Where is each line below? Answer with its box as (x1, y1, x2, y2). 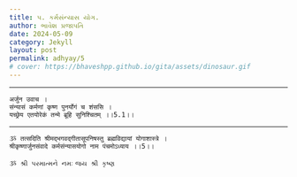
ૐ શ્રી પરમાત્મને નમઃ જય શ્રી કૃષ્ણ (9, 158, 115, 168)
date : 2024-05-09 (9, 29, 73, 38)
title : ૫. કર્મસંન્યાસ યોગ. (9, 12, 100, 22)
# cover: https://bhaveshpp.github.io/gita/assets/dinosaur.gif (9, 63, 251, 72)
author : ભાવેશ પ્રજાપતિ (9, 21, 84, 30)
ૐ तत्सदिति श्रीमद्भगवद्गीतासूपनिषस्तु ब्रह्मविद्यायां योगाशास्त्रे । (9, 134, 168, 142)
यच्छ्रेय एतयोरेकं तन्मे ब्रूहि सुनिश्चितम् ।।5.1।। (9, 110, 135, 119)
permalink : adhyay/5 (9, 54, 86, 63)
